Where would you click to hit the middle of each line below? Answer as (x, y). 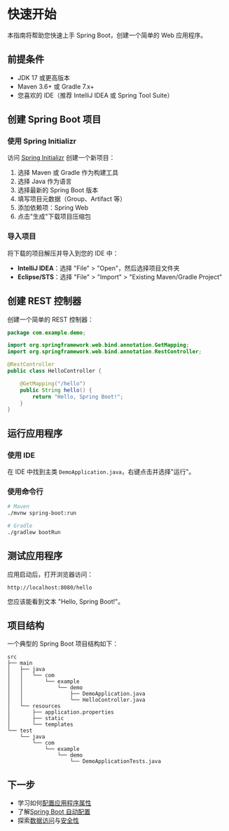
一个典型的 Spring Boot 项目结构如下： (63, 644)
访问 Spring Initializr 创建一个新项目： (61, 158)
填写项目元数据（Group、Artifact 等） (71, 199)
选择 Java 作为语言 (44, 181)
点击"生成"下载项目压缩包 (54, 217)
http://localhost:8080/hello (50, 587)
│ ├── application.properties (61, 712)
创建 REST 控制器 (44, 301)
